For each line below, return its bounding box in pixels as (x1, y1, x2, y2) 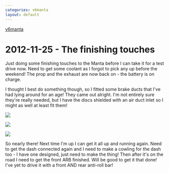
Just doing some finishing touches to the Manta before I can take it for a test (5, 60, 164, 66)
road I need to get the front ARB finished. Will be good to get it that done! (5, 157, 157, 163)
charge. (5, 76, 21, 82)
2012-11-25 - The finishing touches (5, 44, 155, 55)
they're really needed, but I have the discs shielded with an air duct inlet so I (5, 97, 163, 103)
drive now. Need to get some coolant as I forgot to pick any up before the (5, 66, 157, 72)
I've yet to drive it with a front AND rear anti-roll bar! (5, 162, 114, 168)
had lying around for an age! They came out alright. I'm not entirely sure (5, 92, 155, 98)
